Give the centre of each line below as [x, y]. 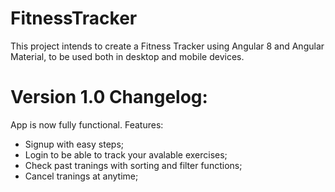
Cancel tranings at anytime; [81, 176]
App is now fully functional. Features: [87, 124]
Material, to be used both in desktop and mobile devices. [127, 56]
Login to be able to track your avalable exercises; [126, 154]
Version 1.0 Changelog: [109, 97]
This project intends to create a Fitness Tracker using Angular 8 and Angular [167, 46]
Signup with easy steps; [74, 144]
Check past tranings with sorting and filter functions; [133, 165]
